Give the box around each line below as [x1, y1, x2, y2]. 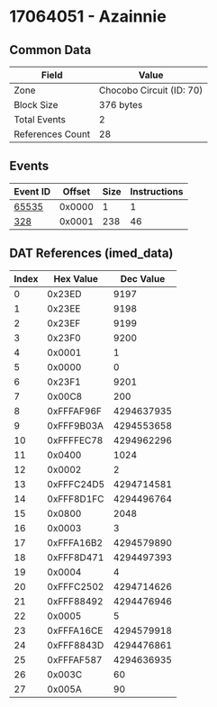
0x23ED [47, 287, 83, 300]
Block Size [14, 99, 59, 111]
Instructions [130, 185, 184, 197]
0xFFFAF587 [47, 653, 103, 666]
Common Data [9, 42, 92, 58]
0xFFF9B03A [47, 419, 104, 431]
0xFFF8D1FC [47, 493, 104, 505]
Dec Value [120, 272, 166, 285]
